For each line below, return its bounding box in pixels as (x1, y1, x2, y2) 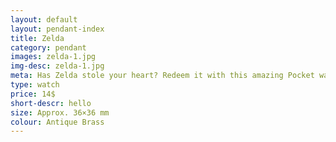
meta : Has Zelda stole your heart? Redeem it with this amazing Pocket (10, 71, 315, 81)
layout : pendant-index (10, 24, 105, 34)
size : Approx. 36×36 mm (10, 107, 110, 118)
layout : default (10, 14, 78, 25)
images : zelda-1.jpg (10, 52, 97, 62)
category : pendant (10, 42, 87, 53)
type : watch (10, 80, 60, 90)
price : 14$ (10, 89, 56, 99)
